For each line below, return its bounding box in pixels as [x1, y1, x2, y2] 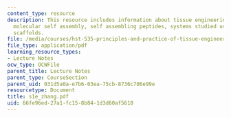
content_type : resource [7, 10, 76, 17]
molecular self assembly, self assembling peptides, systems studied [13, 23, 217, 30]
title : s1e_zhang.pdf [7, 94, 69, 100]
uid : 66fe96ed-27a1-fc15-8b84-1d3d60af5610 [7, 100, 134, 107]
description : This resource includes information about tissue [7, 17, 192, 23]
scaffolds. [13, 29, 45, 36]
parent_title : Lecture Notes [7, 67, 91, 74]
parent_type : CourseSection [7, 74, 88, 81]
